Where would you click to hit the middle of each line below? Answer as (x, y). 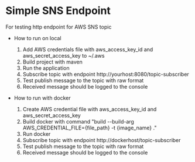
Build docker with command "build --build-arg (78, 121)
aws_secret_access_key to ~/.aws (64, 55)
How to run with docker (42, 98)
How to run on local (38, 38)
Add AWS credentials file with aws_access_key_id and (88, 49)
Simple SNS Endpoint (58, 11)
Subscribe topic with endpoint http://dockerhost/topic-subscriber (102, 140)
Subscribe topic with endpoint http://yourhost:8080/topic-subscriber (106, 74)
